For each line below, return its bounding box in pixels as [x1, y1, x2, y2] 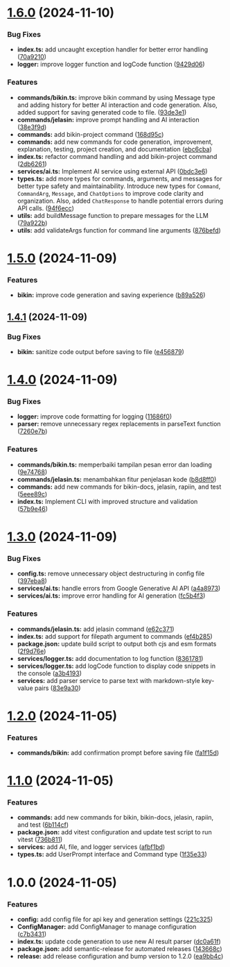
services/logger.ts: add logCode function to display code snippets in [17, 662, 216, 670]
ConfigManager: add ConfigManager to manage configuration [17, 922, 197, 931]
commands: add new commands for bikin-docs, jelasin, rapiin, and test [17, 482, 222, 491]
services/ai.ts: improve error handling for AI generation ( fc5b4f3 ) [17, 591, 206, 600]
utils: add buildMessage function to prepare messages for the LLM [17, 211, 209, 219]
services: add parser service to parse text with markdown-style [17, 676, 201, 684]
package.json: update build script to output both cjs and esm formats [17, 639, 217, 648]
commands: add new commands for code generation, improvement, [17, 137, 213, 146]
